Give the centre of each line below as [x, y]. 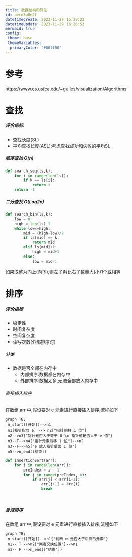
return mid [44, 243]
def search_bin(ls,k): [29, 215]
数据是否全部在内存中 [35, 368]
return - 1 [25, 190]
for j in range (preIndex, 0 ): [55, 475]
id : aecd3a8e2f [21, 15]
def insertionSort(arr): [31, 460]
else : [29, 256]
